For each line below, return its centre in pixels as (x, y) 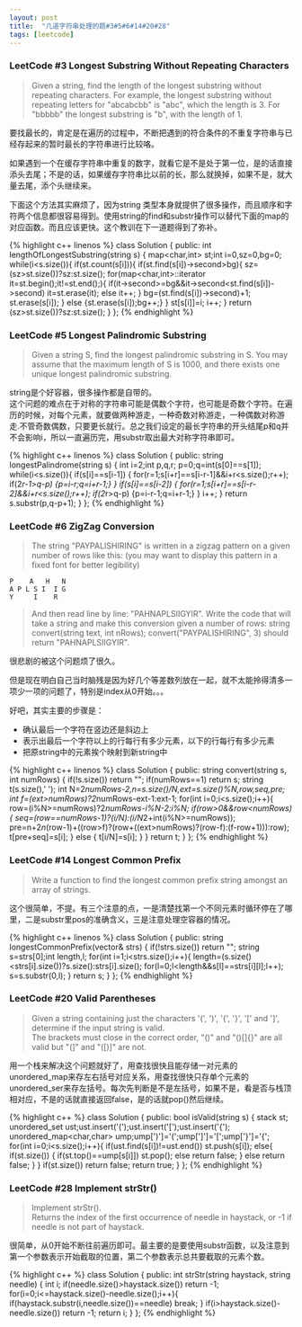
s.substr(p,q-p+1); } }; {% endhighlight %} (87, 503)
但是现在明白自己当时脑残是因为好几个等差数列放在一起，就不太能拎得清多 (147, 681)
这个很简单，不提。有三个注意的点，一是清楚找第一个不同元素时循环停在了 (147, 908)
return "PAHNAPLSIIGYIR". (80, 643)
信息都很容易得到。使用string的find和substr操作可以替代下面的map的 (161, 216)
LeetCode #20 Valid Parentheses (83, 999)
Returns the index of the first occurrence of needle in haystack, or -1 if (161, 1217)
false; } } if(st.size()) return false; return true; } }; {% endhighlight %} (136, 1164)
